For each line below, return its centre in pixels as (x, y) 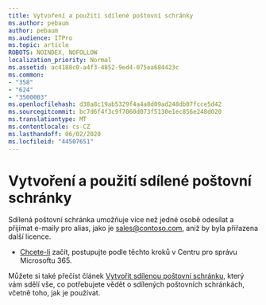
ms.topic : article (39, 45)
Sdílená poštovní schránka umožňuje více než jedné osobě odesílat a (121, 220)
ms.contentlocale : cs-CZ (49, 127)
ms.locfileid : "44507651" (51, 141)
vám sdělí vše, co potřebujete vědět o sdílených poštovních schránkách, (126, 284)
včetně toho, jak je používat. (54, 293)
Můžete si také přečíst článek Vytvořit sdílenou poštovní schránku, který (126, 276)
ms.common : (26, 75)
